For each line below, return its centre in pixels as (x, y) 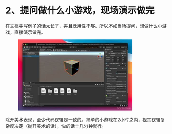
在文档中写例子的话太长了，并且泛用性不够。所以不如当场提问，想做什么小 (84, 26)
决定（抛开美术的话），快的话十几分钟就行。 (60, 126)
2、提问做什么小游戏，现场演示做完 (80, 10)
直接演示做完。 (30, 32)
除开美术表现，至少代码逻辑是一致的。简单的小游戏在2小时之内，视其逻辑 (83, 120)
